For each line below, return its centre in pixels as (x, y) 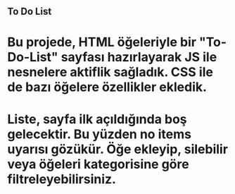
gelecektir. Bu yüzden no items (100, 134)
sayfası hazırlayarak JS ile (139, 57)
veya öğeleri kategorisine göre (98, 164)
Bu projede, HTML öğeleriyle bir (102, 42)
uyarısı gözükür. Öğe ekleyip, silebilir (118, 149)
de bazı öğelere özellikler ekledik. (107, 87)
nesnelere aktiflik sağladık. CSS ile (110, 72)
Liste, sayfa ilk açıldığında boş (97, 119)
